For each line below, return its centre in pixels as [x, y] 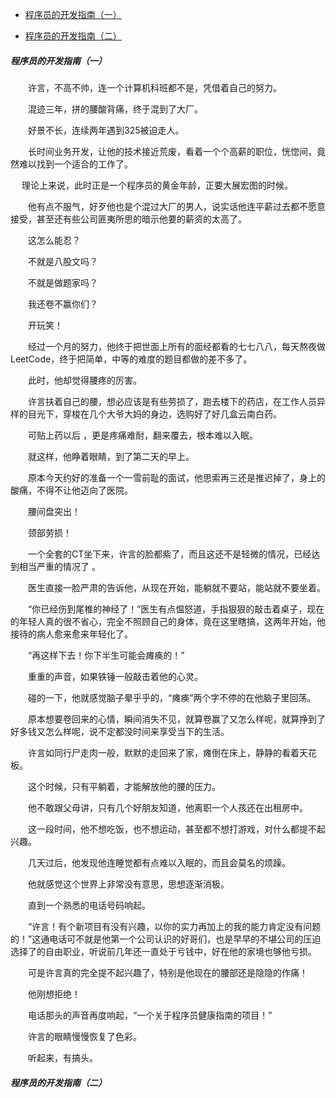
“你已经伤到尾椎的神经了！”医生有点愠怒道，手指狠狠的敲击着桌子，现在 [176, 609]
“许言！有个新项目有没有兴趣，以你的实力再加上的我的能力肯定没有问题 [174, 926]
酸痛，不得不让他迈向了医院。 [71, 490]
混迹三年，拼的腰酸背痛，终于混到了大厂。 [115, 109]
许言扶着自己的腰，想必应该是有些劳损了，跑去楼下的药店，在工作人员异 [176, 401]
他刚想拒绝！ [54, 994]
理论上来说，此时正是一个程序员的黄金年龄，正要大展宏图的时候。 [157, 185]
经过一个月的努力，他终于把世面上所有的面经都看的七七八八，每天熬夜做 [176, 346]
